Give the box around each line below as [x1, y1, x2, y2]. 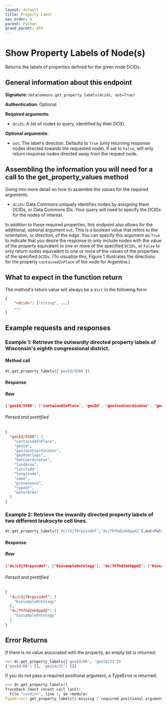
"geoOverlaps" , [14, 453, 46, 458]
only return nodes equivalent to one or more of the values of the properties [5, 248, 159, 254]
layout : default [5, 7, 39, 12]
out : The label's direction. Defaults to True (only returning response [12, 140, 150, 146]
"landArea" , [14, 462, 39, 467]
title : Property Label [5, 12, 52, 17]
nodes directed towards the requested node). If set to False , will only [12, 145, 154, 151]
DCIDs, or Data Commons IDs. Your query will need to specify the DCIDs [12, 206, 161, 212]
